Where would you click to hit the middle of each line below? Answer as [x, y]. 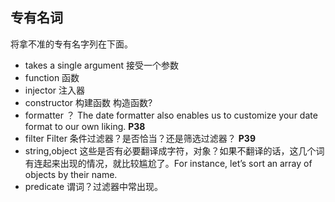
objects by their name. [71, 174]
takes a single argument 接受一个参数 [102, 65]
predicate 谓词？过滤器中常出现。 [94, 186]
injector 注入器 [55, 90]
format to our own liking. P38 [85, 126]
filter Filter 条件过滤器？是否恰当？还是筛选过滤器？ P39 [140, 138]
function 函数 [52, 77]
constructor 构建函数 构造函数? [88, 102]
